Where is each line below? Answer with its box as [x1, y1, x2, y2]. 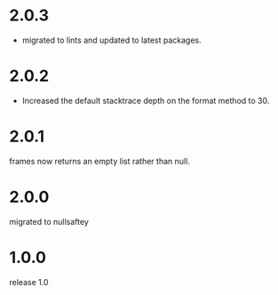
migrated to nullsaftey [9, 216, 89, 227]
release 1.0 [9, 276, 49, 287]
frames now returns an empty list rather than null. [9, 155, 191, 166]
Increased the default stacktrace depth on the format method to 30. [21, 95, 270, 106]
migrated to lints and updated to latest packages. [21, 35, 202, 45]
